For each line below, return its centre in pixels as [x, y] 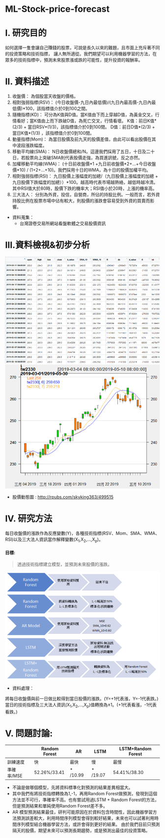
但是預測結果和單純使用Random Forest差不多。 [60, 806]
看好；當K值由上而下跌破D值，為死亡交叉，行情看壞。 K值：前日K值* [87, 121]
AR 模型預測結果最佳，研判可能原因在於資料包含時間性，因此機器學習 [82, 812]
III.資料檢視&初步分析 [47, 245]
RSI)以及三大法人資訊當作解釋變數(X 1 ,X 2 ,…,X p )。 [54, 540]
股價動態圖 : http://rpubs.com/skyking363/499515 [63, 497]
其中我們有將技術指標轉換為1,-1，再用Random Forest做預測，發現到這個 [85, 794]
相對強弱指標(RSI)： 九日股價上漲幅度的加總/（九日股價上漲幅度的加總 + [85, 176]
